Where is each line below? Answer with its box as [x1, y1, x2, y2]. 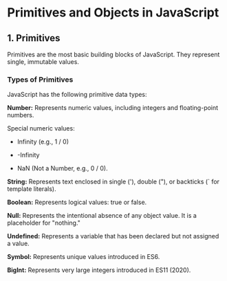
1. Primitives [7, 32, 61, 44]
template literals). [7, 185, 56, 193]
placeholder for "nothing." [7, 218, 81, 227]
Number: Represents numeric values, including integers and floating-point [7, 104, 219, 112]
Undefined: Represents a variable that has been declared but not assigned [7, 232, 219, 240]
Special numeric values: [7, 124, 75, 133]
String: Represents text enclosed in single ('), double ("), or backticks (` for [7, 177, 220, 186]
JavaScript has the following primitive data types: [7, 91, 147, 99]
